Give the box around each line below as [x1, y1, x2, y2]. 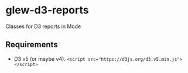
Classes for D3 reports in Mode [5, 23, 81, 30]
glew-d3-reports [5, 4, 89, 17]
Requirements [5, 40, 58, 50]
